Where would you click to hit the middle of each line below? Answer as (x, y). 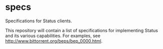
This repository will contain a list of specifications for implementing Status (81, 30)
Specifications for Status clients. (39, 21)
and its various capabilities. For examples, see (53, 36)
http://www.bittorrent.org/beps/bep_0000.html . (54, 41)
